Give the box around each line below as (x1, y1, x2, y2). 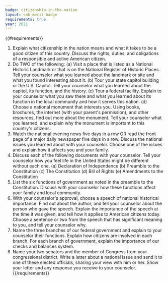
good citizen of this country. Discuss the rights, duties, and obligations (12, 50, 159, 57)
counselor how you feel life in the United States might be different (12, 157, 149, 164)
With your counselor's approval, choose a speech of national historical (12, 195, 159, 201)
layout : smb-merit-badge (5, 12, 57, 17)
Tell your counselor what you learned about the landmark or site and (12, 72, 154, 78)
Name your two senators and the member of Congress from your (12, 249, 147, 255)
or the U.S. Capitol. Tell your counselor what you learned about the (12, 83, 151, 89)
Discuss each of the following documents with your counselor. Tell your (12, 152, 161, 158)
